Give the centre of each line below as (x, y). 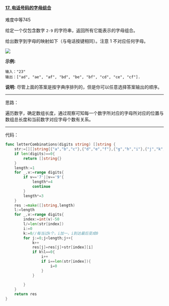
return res (26, 294)
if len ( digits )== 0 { (35, 154)
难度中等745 (18, 20)
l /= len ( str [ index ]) (44, 224)
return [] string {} (43, 159)
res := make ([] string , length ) (45, 205)
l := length (25, 210)
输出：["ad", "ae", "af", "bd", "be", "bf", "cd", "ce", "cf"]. (73, 77)
